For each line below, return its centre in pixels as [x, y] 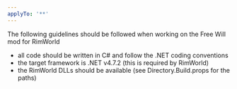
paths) [27, 78]
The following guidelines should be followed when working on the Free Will [117, 34]
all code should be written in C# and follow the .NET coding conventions [123, 55]
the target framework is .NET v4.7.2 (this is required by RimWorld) [113, 63]
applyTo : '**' [28, 14]
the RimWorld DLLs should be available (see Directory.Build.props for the [123, 70]
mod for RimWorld [34, 41]
